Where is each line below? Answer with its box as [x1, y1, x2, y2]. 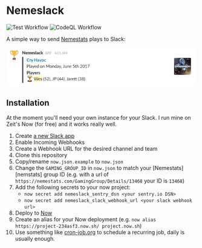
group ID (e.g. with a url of [43, 171, 109, 178]
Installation [6, 98, 50, 108]
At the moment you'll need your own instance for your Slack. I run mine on [6, 114, 192, 121]
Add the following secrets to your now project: [15, 183, 131, 191]
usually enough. [15, 235, 56, 242]
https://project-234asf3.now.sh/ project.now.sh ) [15, 222, 142, 229]
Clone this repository [15, 151, 68, 158]
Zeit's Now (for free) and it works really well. [6, 120, 117, 128]
